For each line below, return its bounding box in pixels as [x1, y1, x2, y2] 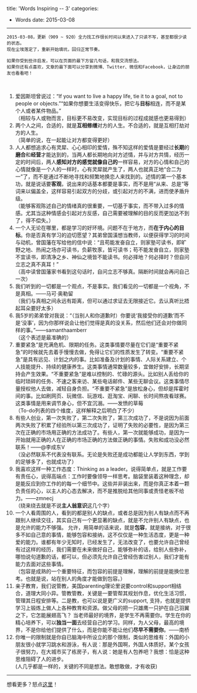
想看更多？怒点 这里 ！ [6, 681, 58, 688]
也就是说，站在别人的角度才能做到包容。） [25, 575, 126, 582]
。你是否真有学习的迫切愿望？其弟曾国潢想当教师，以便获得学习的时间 [20, 232, 189, 239]
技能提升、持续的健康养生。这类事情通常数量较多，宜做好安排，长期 [20, 363, 185, 370]
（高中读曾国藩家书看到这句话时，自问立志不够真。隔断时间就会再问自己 [15, 268, 189, 275]
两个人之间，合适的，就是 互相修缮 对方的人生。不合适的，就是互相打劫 [15, 122, 185, 129]
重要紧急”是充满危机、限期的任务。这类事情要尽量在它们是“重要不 [15, 342, 174, 348]
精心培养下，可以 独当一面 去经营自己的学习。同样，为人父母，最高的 [15, 619, 179, 626]
